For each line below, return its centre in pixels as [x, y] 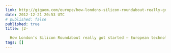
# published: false [26, 19]
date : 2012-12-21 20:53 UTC [35, 15]
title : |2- [17, 29]
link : [11, 10]
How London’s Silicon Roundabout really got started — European [79, 38]
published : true [22, 24]
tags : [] [15, 43]
